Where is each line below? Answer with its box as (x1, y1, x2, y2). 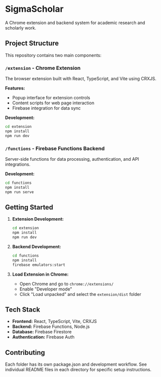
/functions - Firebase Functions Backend (5, 145, 105, 152)
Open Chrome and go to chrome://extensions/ (19, 281, 114, 287)
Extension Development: (12, 216, 64, 222)
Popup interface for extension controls (12, 95, 90, 101)
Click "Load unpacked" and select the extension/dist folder (19, 291, 141, 297)
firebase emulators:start (12, 262, 65, 267)
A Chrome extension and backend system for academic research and (5, 20, 146, 26)
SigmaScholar (5, 3, 64, 15)
